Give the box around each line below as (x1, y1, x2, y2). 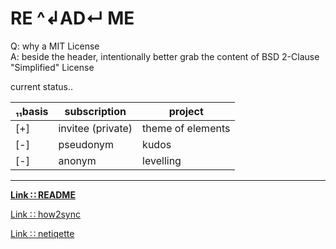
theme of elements (142, 121, 231, 135)
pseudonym (58, 137, 115, 151)
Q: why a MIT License (10, 40, 100, 52)
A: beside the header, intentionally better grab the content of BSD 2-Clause (10, 50, 320, 62)
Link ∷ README (10, 188, 76, 201)
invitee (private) (58, 121, 133, 135)
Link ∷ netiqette (10, 227, 75, 239)
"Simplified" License (10, 61, 95, 73)
